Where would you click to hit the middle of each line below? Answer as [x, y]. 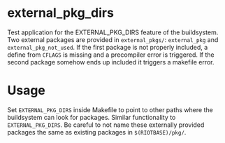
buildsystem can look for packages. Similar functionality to [92, 117]
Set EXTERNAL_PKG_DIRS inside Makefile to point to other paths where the [110, 109]
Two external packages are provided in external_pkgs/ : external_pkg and [113, 39]
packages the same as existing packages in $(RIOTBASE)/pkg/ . [97, 132]
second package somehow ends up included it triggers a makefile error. [111, 62]
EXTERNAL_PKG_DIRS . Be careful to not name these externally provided [106, 125]
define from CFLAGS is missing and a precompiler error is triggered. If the [111, 55]
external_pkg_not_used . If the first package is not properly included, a [108, 47]
